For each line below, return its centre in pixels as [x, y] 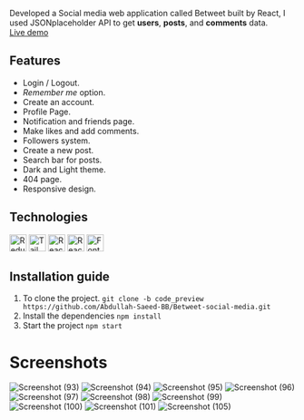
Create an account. [59, 102]
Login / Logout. [51, 83]
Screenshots [59, 362]
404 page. [42, 179]
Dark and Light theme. [64, 169]
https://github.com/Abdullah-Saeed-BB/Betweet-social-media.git [147, 308]
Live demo [29, 32]
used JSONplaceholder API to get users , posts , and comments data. [139, 23]
